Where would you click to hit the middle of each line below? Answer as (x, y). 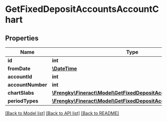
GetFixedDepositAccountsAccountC (82, 9)
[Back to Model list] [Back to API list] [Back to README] (62, 113)
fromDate (19, 68)
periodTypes (23, 101)
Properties (22, 38)
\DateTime (64, 68)
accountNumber (27, 85)
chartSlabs (21, 93)
